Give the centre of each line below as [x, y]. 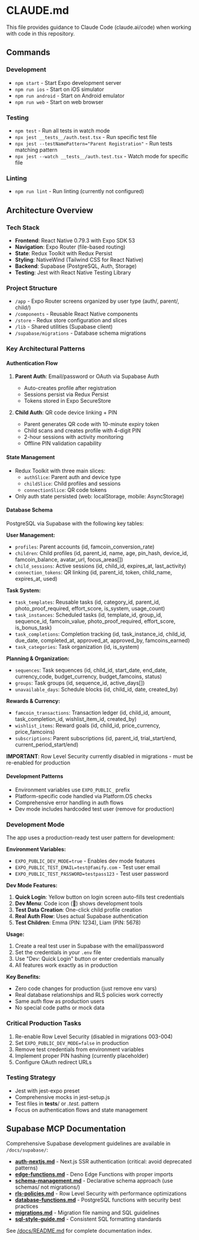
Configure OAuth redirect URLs [53, 1062]
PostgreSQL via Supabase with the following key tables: [75, 523]
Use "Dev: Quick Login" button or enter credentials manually [90, 959]
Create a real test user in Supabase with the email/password [89, 946]
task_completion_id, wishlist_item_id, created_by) [76, 719]
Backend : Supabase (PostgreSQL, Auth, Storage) [76, 266]
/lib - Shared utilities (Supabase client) [64, 327]
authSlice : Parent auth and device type [72, 477]
